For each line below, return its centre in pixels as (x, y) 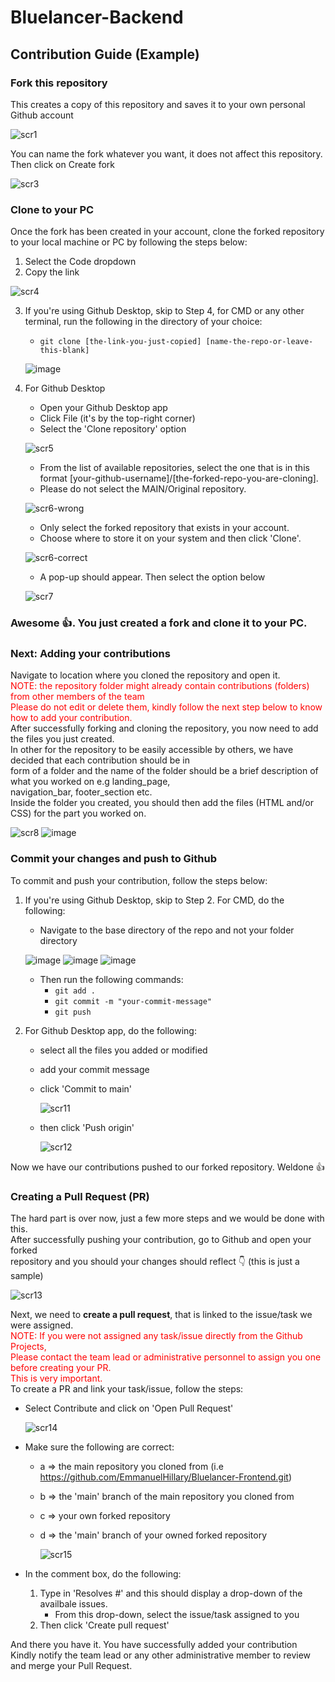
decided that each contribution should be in (100, 760)
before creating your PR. (61, 1367)
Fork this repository (59, 83)
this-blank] (64, 351)
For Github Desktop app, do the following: (110, 1030)
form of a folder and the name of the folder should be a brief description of (164, 771)
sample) (27, 1275)
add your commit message (94, 1069)
